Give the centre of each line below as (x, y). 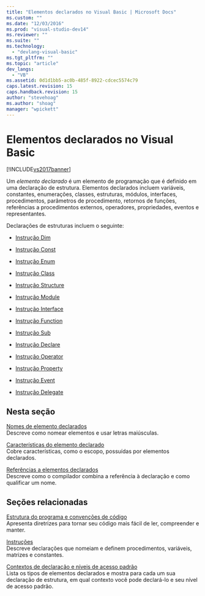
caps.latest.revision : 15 (39, 87)
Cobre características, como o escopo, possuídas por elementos (88, 451)
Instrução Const (35, 250)
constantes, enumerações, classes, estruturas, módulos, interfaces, (92, 195)
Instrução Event (35, 381)
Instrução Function (39, 321)
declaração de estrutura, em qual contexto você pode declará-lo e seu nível (102, 580)
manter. (16, 530)
